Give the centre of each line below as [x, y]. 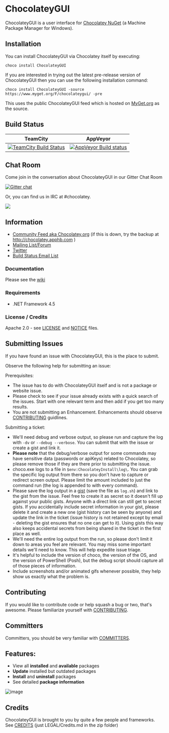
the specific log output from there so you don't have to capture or [80, 475]
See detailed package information [48, 682]
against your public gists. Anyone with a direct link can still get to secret [87, 501]
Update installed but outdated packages [54, 671]
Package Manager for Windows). [39, 28]
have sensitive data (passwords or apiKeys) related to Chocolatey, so [84, 458]
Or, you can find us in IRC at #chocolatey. [48, 197]
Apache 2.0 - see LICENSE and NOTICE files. [52, 328]
